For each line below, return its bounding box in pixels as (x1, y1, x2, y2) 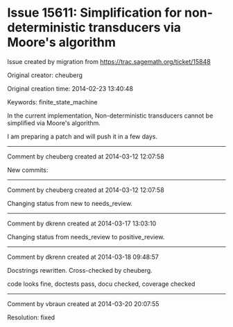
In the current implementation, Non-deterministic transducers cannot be (7, 111, 214, 120)
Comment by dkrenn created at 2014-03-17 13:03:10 (7, 219, 157, 228)
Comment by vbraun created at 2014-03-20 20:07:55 (7, 299, 159, 308)
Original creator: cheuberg (7, 71, 83, 79)
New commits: (7, 166, 49, 174)
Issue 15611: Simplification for (7, 5, 182, 21)
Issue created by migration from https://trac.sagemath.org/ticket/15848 (7, 57, 211, 65)
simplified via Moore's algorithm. (7, 118, 101, 127)
